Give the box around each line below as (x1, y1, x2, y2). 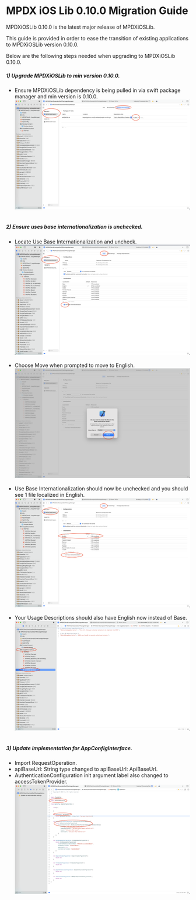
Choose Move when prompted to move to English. (14, 362, 135, 369)
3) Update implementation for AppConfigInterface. (6, 744, 133, 751)
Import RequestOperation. (14, 760, 77, 766)
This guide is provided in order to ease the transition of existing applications (6, 35, 188, 42)
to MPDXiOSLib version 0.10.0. (6, 41, 79, 48)
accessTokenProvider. (14, 778, 68, 785)
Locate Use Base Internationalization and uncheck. (14, 238, 137, 245)
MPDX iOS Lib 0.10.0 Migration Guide (6, 4, 188, 18)
